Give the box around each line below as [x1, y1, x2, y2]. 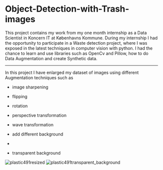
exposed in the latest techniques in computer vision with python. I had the [5, 45, 153, 51]
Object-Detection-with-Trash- [5, 3, 130, 15]
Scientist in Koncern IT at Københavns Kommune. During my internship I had [5, 35, 158, 41]
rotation [12, 103, 28, 109]
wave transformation [12, 121, 54, 127]
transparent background [12, 150, 61, 156]
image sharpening [12, 84, 49, 90]
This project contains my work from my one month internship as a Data [5, 30, 147, 35]
